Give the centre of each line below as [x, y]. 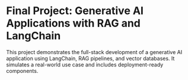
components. [22, 71]
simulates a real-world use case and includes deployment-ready [85, 64]
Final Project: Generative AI [75, 11]
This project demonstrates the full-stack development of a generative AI [94, 52]
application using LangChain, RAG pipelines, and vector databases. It [90, 58]
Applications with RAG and [74, 23]
